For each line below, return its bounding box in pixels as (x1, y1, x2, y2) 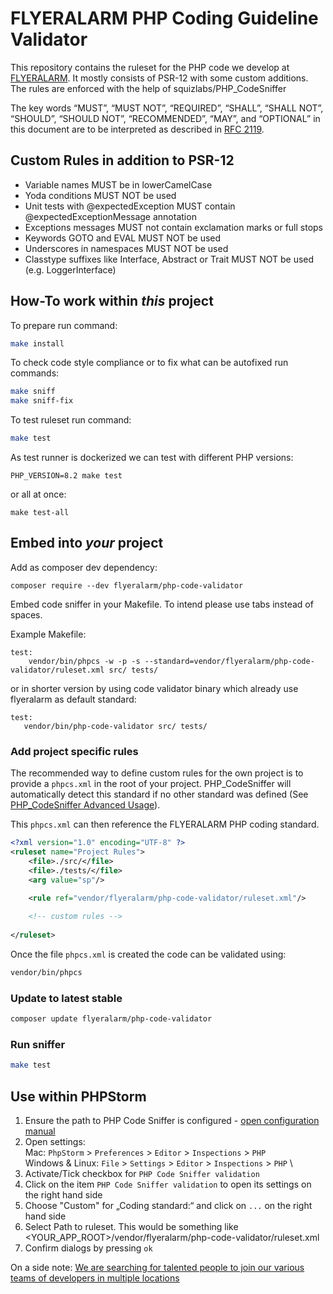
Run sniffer (10, 1037, 66, 1051)
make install (10, 338, 65, 349)
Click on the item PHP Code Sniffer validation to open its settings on (24, 1178, 312, 1190)
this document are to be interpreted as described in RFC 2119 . (10, 123, 265, 135)
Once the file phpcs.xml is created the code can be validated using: (10, 948, 287, 960)
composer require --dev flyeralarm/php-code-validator (10, 580, 244, 591)
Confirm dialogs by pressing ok (24, 1242, 153, 1254)
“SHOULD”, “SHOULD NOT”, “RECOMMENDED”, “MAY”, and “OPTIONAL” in (10, 112, 321, 124)
